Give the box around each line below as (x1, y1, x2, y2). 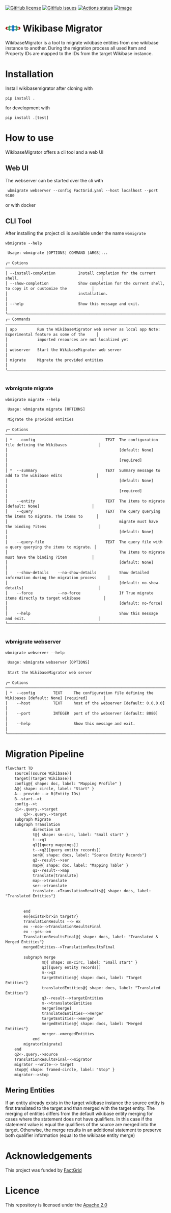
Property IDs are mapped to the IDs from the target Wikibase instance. (5, 50, 153, 56)
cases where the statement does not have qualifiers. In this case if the (5, 1116, 153, 1122)
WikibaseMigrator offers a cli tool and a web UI (5, 149, 104, 155)
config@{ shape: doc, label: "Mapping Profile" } (14, 781, 122, 786)
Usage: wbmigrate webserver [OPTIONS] (7, 660, 90, 665)
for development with (5, 105, 50, 111)
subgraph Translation (14, 822, 60, 827)
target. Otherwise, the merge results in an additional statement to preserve (5, 1127, 162, 1133)
